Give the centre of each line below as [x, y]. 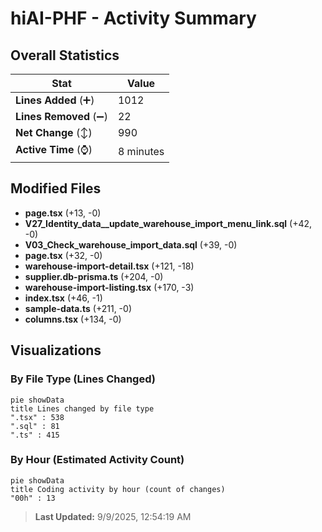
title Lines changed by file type [82, 408]
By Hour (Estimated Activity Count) [97, 460]
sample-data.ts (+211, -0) [78, 308]
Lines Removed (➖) [61, 116]
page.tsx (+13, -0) [63, 213]
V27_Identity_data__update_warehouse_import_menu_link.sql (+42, [168, 223]
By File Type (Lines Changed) [83, 379]
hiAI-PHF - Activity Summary [133, 18]
